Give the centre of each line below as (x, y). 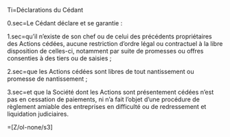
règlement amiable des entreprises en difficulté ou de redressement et (107, 107)
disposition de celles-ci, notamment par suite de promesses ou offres (105, 51)
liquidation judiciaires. (38, 114)
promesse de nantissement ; (47, 79)
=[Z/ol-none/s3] (30, 127)
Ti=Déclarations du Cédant (45, 10)
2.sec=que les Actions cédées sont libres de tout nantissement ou (101, 72)
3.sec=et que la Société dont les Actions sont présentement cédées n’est (111, 92)
